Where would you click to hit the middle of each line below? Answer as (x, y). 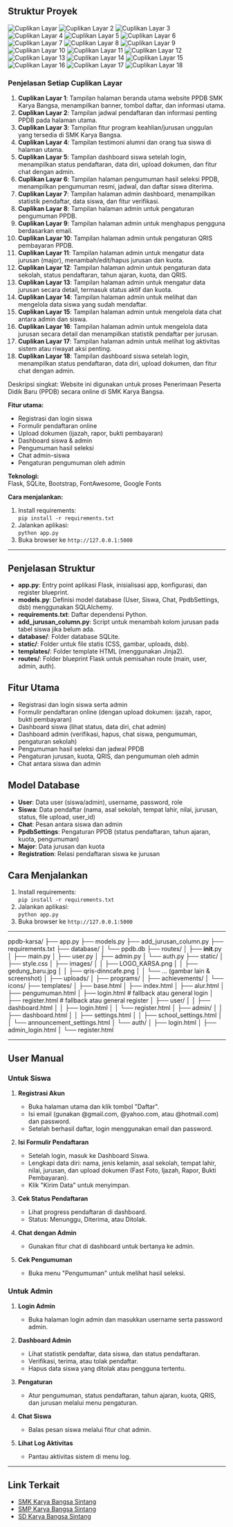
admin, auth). (37, 666)
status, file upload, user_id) (57, 817)
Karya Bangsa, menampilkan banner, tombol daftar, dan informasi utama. (121, 105)
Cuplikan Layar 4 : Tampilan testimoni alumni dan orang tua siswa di (114, 142)
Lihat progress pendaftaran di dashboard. (87, 1212)
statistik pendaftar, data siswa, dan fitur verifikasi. (88, 201)
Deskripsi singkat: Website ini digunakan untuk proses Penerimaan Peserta (114, 384)
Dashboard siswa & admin (55, 441)
